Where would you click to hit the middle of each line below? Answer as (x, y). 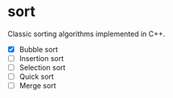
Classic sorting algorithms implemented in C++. (86, 34)
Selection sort (42, 67)
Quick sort (36, 77)
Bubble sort (38, 49)
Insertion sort (41, 58)
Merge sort (38, 86)
